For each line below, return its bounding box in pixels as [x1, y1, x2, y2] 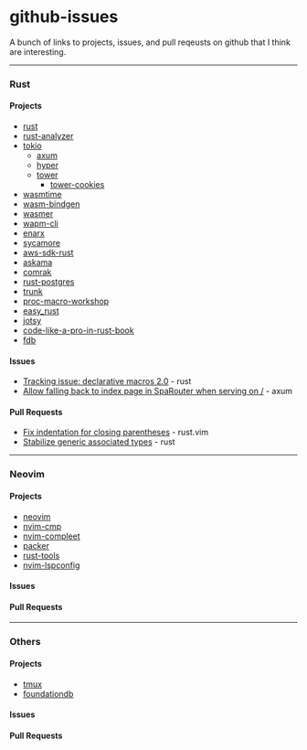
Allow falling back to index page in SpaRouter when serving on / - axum [22, 386, 293, 397]
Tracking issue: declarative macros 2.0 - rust [22, 376, 192, 387]
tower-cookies [49, 179, 105, 190]
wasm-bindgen [22, 198, 80, 209]
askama [22, 257, 53, 268]
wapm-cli [22, 218, 59, 230]
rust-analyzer [22, 131, 74, 142]
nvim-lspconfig [22, 560, 80, 571]
